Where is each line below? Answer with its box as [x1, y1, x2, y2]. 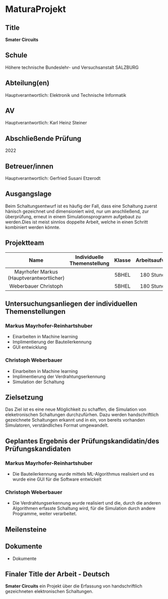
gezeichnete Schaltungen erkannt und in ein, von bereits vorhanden [5, 417, 145, 423]
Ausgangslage [5, 190, 51, 198]
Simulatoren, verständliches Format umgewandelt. [5, 422, 109, 428]
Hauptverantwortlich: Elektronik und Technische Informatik [5, 92, 126, 98]
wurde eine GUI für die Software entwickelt [12, 476, 101, 483]
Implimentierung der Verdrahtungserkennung [12, 373, 106, 379]
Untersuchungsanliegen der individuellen [5, 300, 137, 308]
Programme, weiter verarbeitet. [12, 511, 77, 517]
